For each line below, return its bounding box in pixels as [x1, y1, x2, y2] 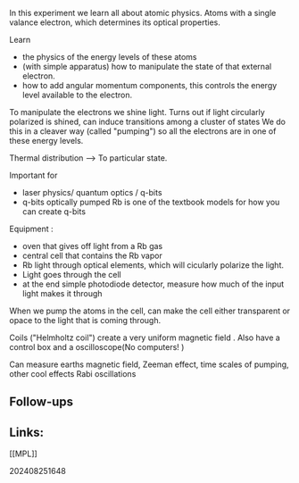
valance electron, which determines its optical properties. [9, 17, 221, 28]
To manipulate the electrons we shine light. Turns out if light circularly [9, 107, 265, 117]
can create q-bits [21, 206, 87, 217]
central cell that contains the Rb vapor [21, 250, 162, 261]
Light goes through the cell [21, 270, 122, 279]
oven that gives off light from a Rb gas [21, 241, 163, 251]
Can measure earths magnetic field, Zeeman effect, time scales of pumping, [9, 359, 289, 370]
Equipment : [9, 223, 54, 234]
